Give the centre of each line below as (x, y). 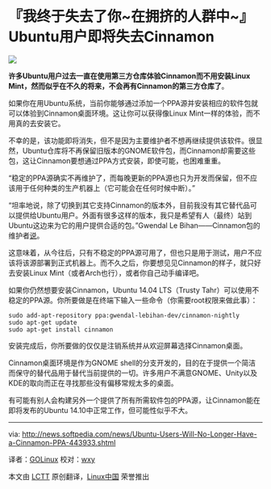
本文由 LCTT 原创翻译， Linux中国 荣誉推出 (79, 476)
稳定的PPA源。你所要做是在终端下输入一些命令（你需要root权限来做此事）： (133, 300)
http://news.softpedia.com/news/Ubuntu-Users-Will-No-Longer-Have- (140, 434)
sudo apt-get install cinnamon (61, 329)
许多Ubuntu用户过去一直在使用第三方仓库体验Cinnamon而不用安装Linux (129, 76)
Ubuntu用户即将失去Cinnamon (112, 37)
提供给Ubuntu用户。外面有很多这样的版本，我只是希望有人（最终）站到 (133, 215)
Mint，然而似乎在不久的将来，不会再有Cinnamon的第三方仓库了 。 (119, 86)
